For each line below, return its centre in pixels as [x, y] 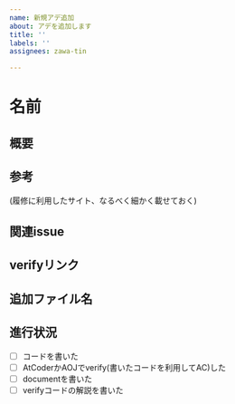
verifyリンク [44, 265]
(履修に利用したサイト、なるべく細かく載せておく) [103, 200]
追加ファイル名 [51, 298]
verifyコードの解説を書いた [73, 390]
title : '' [28, 34]
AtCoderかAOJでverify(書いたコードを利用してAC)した [124, 367]
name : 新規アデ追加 [42, 18]
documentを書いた [57, 379]
